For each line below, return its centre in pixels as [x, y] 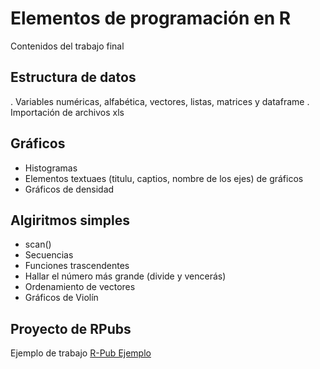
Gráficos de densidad [69, 189]
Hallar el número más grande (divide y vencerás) [125, 276]
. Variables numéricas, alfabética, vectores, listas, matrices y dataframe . [160, 101]
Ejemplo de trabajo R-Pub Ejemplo [81, 353]
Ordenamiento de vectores [80, 287]
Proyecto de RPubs [71, 328]
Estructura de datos [73, 77]
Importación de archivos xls [67, 112]
